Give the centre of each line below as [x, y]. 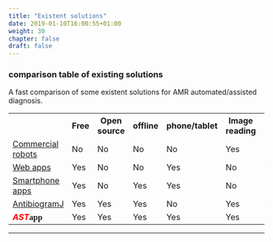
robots [25, 154]
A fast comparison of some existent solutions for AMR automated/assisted [133, 92]
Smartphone [36, 181]
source [111, 131]
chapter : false [34, 39]
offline [145, 126]
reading [241, 131]
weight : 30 [27, 31]
